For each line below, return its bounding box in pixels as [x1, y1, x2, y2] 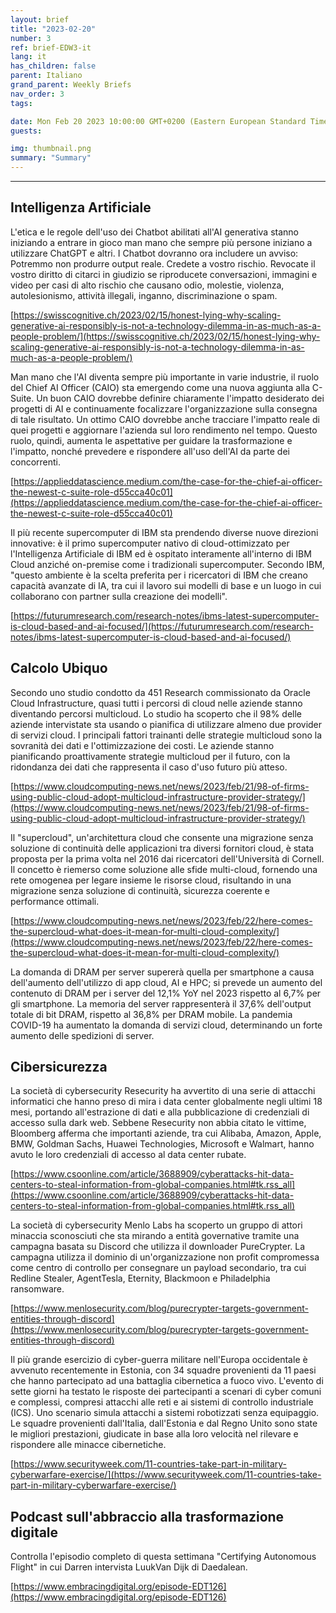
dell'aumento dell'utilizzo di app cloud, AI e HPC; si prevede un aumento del [10, 976, 323, 988]
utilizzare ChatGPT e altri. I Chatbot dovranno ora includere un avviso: [10, 247, 299, 259]
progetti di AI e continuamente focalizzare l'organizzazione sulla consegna [10, 402, 318, 415]
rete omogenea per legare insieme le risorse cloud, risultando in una [10, 874, 292, 886]
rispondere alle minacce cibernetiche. [10, 1439, 167, 1451]
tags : [10, 98, 33, 108]
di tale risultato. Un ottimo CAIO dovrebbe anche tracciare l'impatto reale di [10, 413, 320, 425]
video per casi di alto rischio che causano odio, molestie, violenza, [10, 279, 285, 291]
